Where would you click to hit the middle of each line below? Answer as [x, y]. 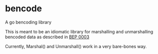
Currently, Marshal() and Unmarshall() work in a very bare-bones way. [76, 46]
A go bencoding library [28, 22]
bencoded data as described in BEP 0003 [47, 37]
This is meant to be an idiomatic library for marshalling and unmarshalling [79, 31]
